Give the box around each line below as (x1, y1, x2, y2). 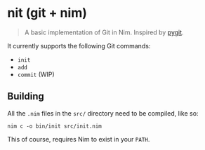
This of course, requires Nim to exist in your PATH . (7, 135, 150, 143)
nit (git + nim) (7, 5, 88, 21)
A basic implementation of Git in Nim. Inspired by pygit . (24, 28, 184, 36)
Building (7, 90, 44, 102)
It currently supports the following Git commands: (7, 41, 151, 50)
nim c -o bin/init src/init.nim (7, 123, 102, 130)
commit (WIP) (17, 70, 55, 79)
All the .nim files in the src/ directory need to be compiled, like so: (7, 109, 199, 117)
